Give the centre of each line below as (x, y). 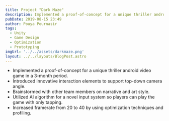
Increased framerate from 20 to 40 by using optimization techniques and (88, 107)
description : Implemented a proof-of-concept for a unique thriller (78, 14)
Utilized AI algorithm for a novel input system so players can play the (83, 97)
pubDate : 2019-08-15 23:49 (33, 19)
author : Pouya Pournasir (31, 24)
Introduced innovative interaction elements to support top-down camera (87, 81)
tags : (11, 28)
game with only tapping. (37, 102)
